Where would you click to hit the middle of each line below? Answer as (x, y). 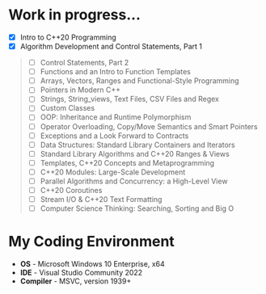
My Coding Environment (92, 242)
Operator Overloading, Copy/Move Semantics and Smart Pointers (149, 126)
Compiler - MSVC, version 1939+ (76, 281)
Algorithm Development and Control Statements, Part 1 (111, 46)
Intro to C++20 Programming (68, 37)
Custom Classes (68, 108)
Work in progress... (75, 15)
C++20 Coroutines (71, 190)
